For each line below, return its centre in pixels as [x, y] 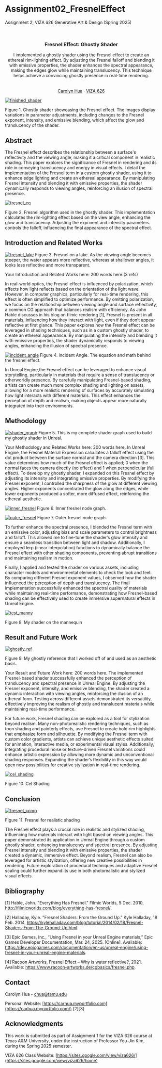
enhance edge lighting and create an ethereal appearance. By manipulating [80, 178]
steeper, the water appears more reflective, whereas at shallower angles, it [79, 260]
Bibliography [25, 891]
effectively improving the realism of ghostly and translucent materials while [80, 704]
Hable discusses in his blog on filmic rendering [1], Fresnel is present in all [79, 314]
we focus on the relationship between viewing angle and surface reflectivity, [81, 304]
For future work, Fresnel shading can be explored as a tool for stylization [77, 719]
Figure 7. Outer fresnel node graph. [72, 517]
